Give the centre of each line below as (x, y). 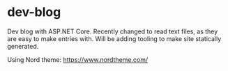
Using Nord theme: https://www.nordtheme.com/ (78, 59)
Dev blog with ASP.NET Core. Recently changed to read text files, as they (113, 31)
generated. (23, 46)
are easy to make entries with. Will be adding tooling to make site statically (114, 38)
